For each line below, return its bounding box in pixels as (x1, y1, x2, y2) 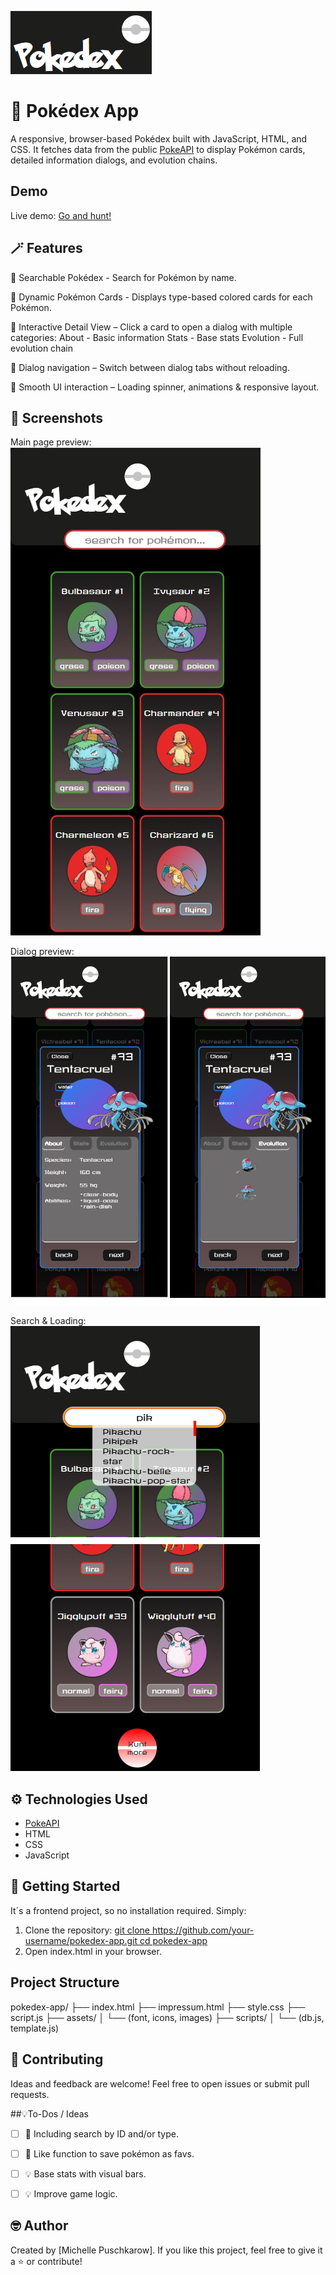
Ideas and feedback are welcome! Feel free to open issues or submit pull (10, 2077, 310, 2090)
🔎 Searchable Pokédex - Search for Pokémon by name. (10, 271, 237, 283)
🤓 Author (10, 2217, 69, 2235)
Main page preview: (10, 436, 92, 448)
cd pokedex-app (139, 1934, 208, 1946)
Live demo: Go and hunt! (10, 209, 112, 221)
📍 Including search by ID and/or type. (24, 2127, 179, 2140)
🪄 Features (10, 240, 83, 257)
